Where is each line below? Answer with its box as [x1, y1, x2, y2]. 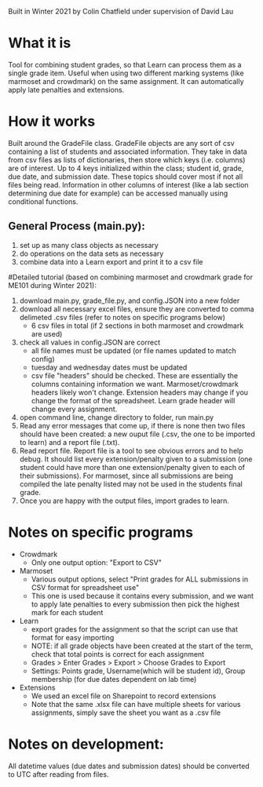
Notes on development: [8, 735, 165, 752]
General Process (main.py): [8, 220, 145, 233]
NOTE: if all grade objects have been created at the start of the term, [31, 641, 254, 650]
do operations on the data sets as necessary [19, 249, 164, 258]
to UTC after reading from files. [8, 769, 109, 779]
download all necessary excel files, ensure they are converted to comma [19, 304, 254, 313]
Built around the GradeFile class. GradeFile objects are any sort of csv [8, 138, 235, 148]
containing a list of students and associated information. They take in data [8, 147, 247, 156]
